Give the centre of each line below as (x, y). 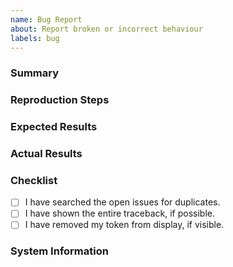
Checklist (34, 180)
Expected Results (54, 127)
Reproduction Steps (60, 100)
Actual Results (46, 154)
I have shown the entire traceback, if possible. (119, 213)
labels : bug (35, 38)
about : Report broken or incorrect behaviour (106, 29)
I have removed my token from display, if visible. (124, 225)
